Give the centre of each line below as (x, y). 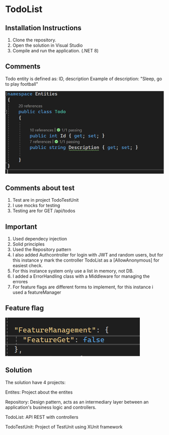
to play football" (22, 84)
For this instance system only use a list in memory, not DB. (73, 271)
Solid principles (29, 244)
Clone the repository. (34, 40)
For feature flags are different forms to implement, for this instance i (83, 287)
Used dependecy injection (40, 239)
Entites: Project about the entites (39, 392)
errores (20, 282)
